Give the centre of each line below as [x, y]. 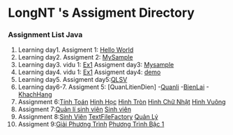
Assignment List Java [45, 35]
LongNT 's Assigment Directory [101, 13]
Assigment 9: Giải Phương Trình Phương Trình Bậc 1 [91, 125]
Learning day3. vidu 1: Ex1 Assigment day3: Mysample [96, 65]
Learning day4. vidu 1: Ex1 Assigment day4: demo [89, 72]
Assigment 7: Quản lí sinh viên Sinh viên [75, 109]
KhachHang [35, 94]
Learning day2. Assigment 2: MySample [75, 57]
